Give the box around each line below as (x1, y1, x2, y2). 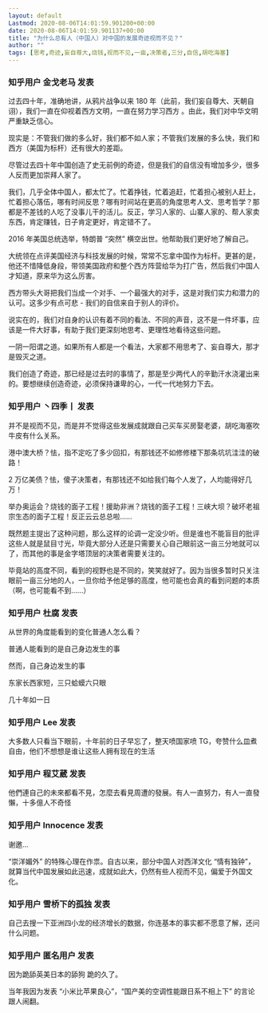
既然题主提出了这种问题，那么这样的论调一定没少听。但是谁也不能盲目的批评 (8, 528, 260, 538)
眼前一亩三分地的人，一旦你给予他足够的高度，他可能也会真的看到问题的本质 (8, 575, 260, 585)
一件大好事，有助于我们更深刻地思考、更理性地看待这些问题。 (22, 325, 225, 335)
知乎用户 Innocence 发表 (8, 820, 104, 831)
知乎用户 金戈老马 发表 (8, 77, 94, 88)
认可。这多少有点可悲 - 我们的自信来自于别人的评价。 (8, 298, 183, 308)
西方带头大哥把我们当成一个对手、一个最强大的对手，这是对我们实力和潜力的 (8, 288, 260, 298)
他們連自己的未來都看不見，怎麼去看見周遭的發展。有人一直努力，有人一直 (8, 788, 253, 797)
